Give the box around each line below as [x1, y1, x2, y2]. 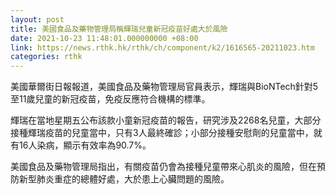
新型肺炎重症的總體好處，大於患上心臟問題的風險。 [18, 173, 230, 185]
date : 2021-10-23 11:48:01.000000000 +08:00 [10, 33, 199, 43]
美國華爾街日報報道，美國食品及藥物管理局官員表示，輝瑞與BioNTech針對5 [10, 81, 319, 93]
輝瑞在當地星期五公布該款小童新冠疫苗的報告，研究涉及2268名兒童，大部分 [10, 114, 322, 126]
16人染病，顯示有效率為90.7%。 [18, 139, 152, 151]
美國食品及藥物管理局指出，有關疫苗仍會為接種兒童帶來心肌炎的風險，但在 [10, 161, 317, 173]
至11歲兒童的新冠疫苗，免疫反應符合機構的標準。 [10, 93, 211, 105]
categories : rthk [10, 52, 83, 62]
